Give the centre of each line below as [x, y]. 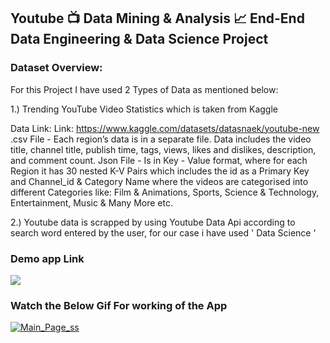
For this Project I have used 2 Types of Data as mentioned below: [144, 89]
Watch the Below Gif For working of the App [119, 305]
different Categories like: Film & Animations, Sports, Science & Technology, [165, 192]
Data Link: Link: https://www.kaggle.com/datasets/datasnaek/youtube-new [165, 128]
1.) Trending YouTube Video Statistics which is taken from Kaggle [144, 109]
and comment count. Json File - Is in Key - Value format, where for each [159, 160]
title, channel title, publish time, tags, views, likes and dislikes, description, [163, 149]
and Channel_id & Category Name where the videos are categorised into [159, 181]
